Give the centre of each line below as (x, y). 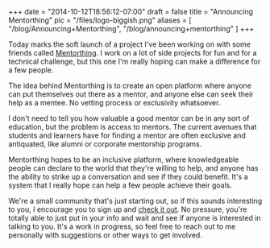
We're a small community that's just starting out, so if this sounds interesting (135, 201)
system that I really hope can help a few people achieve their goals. (120, 185)
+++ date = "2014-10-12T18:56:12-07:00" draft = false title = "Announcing (131, 12)
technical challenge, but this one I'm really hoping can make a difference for (135, 61)
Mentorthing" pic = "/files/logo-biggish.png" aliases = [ (100, 20)
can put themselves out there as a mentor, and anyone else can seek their (131, 94)
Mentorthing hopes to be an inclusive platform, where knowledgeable (124, 159)
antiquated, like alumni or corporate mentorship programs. (105, 144)
